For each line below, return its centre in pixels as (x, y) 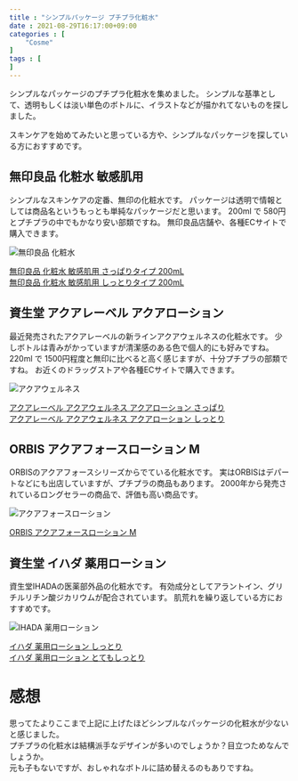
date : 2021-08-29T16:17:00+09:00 (73, 26)
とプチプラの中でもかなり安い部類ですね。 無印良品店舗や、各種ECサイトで (148, 222)
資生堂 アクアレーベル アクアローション (117, 313)
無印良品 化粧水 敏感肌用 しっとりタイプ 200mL (97, 282)
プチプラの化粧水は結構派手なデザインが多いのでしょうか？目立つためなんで (149, 745)
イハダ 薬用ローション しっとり (66, 647)
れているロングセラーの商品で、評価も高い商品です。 (106, 494)
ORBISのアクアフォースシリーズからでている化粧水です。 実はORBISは (138, 472)
